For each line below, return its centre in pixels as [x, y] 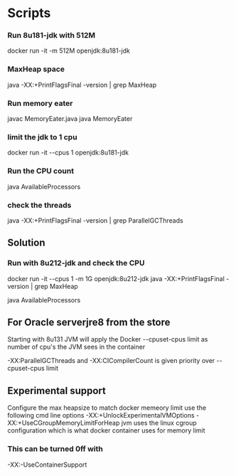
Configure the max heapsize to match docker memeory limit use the [107, 408]
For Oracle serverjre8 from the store [89, 323]
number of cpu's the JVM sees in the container [76, 347]
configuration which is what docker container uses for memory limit [106, 430]
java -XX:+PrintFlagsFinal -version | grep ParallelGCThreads [95, 220]
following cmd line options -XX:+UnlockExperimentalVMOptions [101, 416]
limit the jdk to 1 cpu [42, 137]
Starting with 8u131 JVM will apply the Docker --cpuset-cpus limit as [108, 339]
